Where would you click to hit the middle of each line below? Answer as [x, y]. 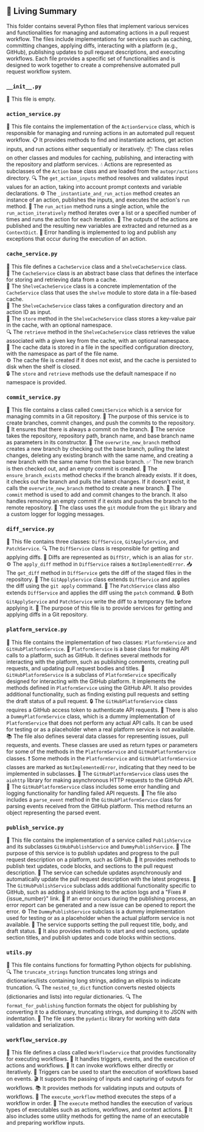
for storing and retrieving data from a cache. [62, 279]
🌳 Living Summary [42, 11]
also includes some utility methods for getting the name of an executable [98, 1116]
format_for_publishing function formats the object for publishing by [92, 1006]
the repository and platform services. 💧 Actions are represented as [89, 164]
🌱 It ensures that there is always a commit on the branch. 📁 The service [96, 429]
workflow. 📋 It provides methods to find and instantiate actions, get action [100, 140]
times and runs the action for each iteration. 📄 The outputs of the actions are [102, 219]
